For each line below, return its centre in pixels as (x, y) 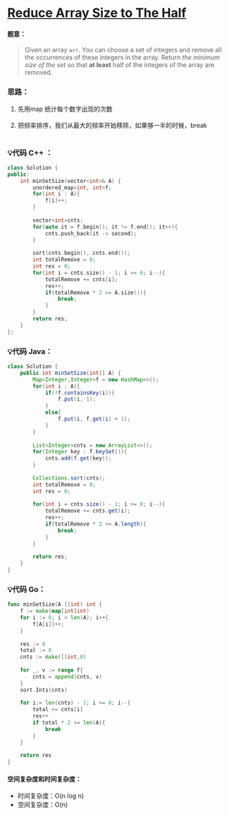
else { (53, 412)
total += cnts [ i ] (58, 710)
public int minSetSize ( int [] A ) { (70, 373)
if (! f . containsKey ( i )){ (80, 393)
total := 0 (36, 650)
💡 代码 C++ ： (30, 153)
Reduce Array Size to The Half (97, 13)
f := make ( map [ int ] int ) (55, 611)
